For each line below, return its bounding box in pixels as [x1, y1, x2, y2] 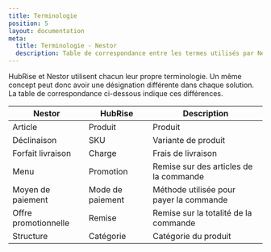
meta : [8, 34, 27, 43]
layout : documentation [8, 27, 85, 35]
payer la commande [152, 195, 228, 205]
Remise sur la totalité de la [152, 208, 252, 218]
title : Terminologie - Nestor [15, 42, 117, 50]
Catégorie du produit [152, 231, 231, 241]
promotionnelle [12, 217, 70, 229]
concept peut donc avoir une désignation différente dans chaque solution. [8, 80, 255, 90]
